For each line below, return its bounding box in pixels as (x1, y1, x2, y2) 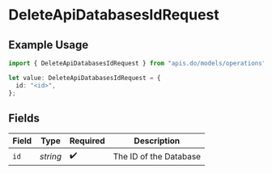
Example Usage (8, 38, 89, 52)
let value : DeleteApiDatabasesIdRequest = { (8, 74, 161, 82)
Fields (8, 111, 40, 125)
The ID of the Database (113, 151, 201, 162)
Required (69, 135, 105, 146)
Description (134, 135, 181, 146)
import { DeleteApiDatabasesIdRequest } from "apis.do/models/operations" (8, 59, 266, 67)
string (39, 151, 62, 162)
